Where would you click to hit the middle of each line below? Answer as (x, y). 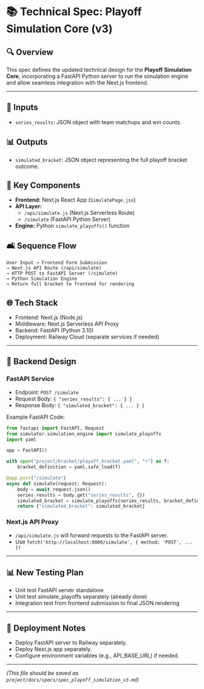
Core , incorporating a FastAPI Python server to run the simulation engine (97, 76)
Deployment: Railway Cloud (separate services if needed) (87, 337)
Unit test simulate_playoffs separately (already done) (81, 596)
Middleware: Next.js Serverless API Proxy (67, 324)
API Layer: (29, 206)
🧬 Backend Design (42, 362)
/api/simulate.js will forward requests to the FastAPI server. (91, 535)
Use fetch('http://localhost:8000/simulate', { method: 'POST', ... (104, 542)
